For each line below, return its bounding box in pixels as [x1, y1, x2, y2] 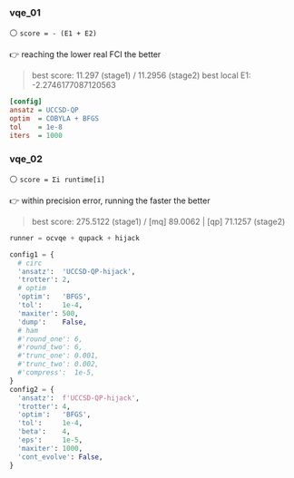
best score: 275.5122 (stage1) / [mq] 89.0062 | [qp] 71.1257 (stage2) [31, 216, 286, 227]
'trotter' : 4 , [17, 402, 71, 411]
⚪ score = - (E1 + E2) [9, 27, 97, 38]
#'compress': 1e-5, [17, 368, 95, 377]
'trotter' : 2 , [17, 275, 71, 285]
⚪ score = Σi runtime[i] [9, 173, 106, 184]
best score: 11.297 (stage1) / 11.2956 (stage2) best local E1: [31, 70, 251, 81]
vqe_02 [9, 152, 43, 165]
